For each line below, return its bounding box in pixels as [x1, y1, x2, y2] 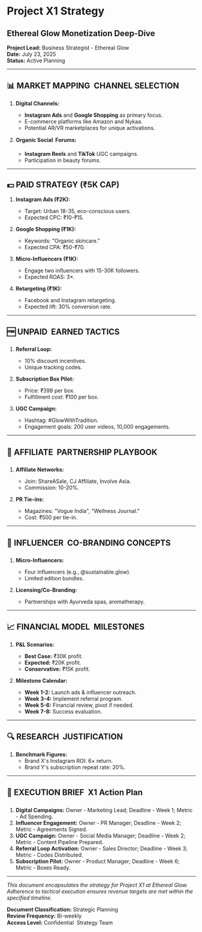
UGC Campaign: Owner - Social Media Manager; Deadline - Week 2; [15, 832, 186, 839]
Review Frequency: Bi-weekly [7, 912, 82, 919]
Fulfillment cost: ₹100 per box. [24, 393, 100, 401]
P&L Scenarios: [15, 641, 55, 648]
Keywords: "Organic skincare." [24, 237, 101, 244]
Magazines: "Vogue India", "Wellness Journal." [24, 508, 140, 515]
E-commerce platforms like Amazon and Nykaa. [24, 117, 143, 125]
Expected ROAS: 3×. [24, 273, 76, 281]
